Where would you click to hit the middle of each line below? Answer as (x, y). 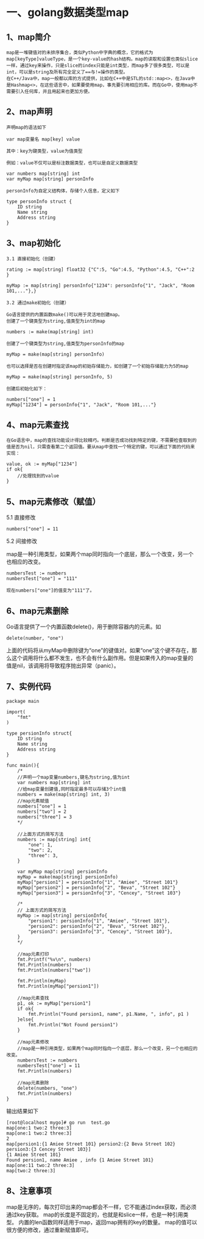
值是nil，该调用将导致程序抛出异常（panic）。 (63, 666)
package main (23, 701)
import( (16, 712)
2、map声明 (30, 112)
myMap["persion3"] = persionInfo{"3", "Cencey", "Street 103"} (99, 893)
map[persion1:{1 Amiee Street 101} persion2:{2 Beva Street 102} (91, 1144)
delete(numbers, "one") (47, 1088)
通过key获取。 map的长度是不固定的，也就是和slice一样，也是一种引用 (95, 1215)
